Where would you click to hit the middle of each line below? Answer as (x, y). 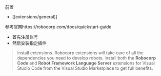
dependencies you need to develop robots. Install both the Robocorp (86, 58)
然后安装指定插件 (29, 43)
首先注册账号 (25, 37)
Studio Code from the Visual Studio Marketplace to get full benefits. (85, 68)
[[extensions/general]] (35, 17)
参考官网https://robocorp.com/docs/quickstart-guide (58, 27)
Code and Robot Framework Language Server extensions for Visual (86, 63)
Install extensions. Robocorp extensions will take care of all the (80, 53)
